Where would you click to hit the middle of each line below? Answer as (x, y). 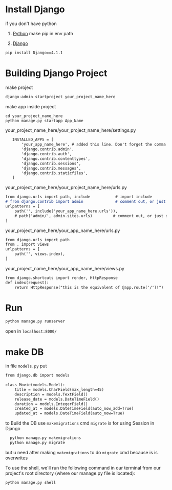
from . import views (27, 244)
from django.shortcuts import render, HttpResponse (61, 278)
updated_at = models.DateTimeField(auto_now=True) (70, 413)
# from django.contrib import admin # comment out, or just (86, 202)
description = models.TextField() (51, 394)
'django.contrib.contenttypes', (56, 159)
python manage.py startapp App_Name (44, 121)
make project (19, 87)
